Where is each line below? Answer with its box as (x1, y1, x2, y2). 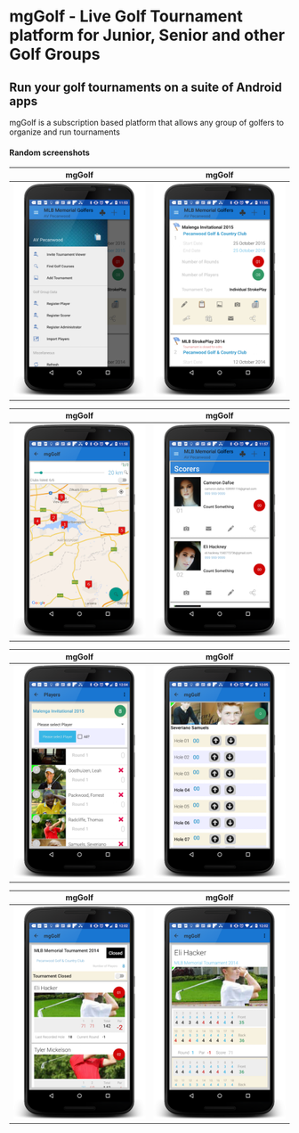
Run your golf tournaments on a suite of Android (9, 79, 282, 94)
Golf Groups (9, 45, 101, 64)
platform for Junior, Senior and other (9, 25, 286, 45)
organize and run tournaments (9, 127, 120, 137)
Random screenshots (9, 147, 91, 158)
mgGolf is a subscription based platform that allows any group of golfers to (9, 118, 285, 127)
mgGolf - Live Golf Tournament (9, 6, 243, 27)
